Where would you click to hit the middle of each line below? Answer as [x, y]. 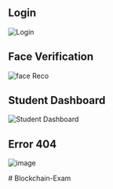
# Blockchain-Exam [40, 178]
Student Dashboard [57, 100]
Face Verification [51, 57]
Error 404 [33, 144]
